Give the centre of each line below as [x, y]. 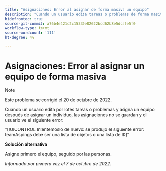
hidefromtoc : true [24, 19]
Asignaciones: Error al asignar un [75, 66]
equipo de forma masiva [56, 77]
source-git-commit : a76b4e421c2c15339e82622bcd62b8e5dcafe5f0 [70, 23]
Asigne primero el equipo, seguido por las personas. [59, 154]
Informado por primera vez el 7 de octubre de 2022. [58, 163]
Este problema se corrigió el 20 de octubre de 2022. [59, 100]
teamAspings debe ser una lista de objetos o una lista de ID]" [67, 134]
